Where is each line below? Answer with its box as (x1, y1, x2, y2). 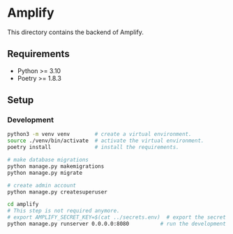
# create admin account (7, 182, 77, 189)
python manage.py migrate (7, 169, 82, 176)
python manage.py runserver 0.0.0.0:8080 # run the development (7, 221, 227, 228)
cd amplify (7, 201, 39, 208)
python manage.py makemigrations (7, 162, 105, 170)
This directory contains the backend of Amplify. (7, 28, 144, 36)
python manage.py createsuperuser (7, 188, 108, 196)
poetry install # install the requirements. (7, 144, 179, 151)
